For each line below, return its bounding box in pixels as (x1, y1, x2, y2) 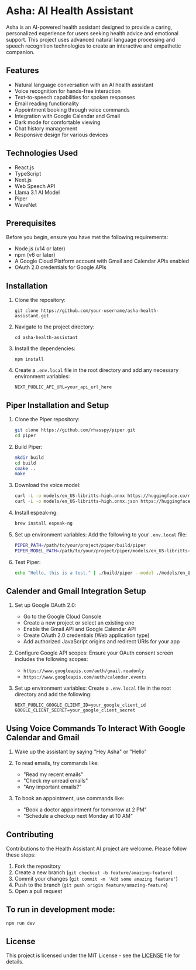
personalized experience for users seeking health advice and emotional (6, 29, 178, 36)
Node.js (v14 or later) (14, 245, 66, 252)
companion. (6, 48, 35, 55)
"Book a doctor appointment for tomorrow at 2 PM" (23, 806, 147, 813)
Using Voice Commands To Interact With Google (6, 723, 185, 733)
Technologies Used (6, 148, 78, 158)
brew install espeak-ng (14, 521, 73, 526)
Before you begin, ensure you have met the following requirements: (6, 234, 169, 241)
